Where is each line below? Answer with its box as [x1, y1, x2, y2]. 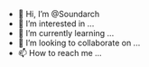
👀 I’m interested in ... [17, 18, 95, 29]
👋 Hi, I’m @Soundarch [17, 9, 100, 19]
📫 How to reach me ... [17, 48, 102, 58]
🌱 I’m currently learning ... [17, 28, 115, 38]
